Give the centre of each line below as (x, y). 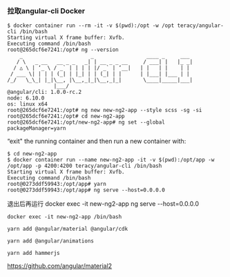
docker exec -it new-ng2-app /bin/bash (65, 217)
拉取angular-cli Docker (46, 10)
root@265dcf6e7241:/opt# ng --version (63, 50)
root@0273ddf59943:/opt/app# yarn (57, 184)
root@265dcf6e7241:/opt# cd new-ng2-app (66, 116)
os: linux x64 (28, 104)
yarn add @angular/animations (51, 241)
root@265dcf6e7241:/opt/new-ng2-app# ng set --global (86, 122)
